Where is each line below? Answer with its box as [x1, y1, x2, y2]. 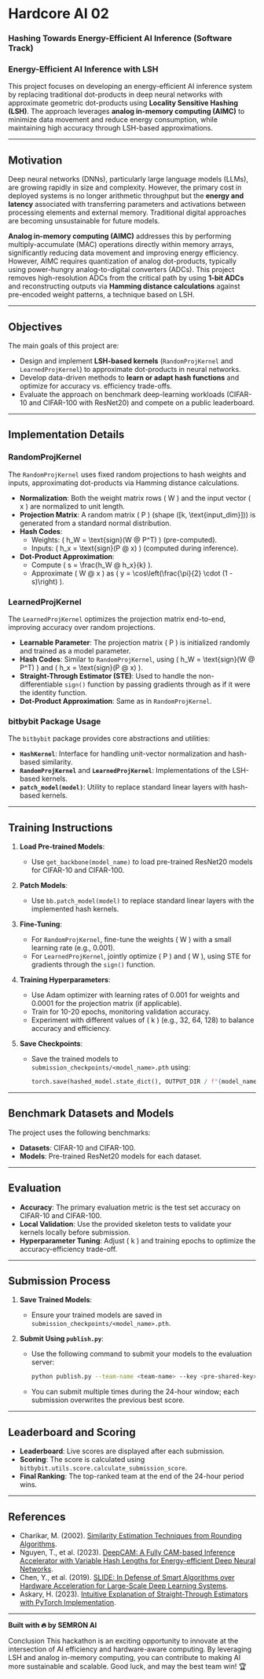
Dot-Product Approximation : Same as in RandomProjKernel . [19, 697, 212, 706]
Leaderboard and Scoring [8, 1425, 136, 1439]
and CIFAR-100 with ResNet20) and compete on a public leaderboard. [28, 398, 255, 407]
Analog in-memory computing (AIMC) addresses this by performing [8, 231, 232, 241]
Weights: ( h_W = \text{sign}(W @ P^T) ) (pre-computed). [31, 535, 218, 544]
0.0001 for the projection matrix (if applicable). [31, 999, 182, 1008]
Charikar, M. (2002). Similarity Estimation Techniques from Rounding [19, 1530, 242, 1540]
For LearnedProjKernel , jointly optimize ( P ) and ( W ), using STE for [31, 952, 251, 961]
